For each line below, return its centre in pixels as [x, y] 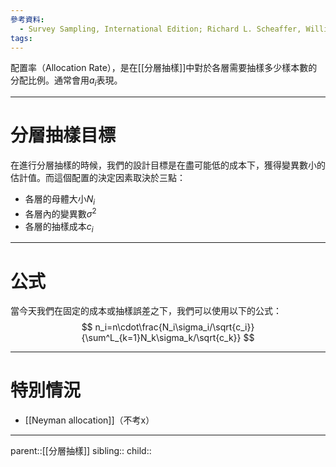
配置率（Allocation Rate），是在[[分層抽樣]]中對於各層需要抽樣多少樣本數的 [164, 68]
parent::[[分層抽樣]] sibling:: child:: [81, 451]
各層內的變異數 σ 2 [60, 213]
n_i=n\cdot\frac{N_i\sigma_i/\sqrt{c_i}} [174, 327]
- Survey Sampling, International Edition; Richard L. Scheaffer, [160, 29]
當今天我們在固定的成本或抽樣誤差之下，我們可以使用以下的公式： [146, 311]
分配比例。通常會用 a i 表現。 [66, 81]
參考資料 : [27, 19]
